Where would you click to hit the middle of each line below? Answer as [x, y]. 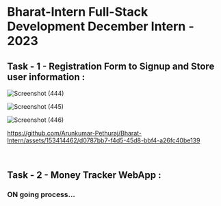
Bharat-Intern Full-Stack [78, 12]
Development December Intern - [101, 26]
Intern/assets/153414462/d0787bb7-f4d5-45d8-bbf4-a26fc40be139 [104, 140]
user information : [46, 77]
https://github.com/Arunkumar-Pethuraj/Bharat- [75, 133]
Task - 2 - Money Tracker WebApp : [84, 175]
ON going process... [41, 194]
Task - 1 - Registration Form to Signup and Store [111, 66]
